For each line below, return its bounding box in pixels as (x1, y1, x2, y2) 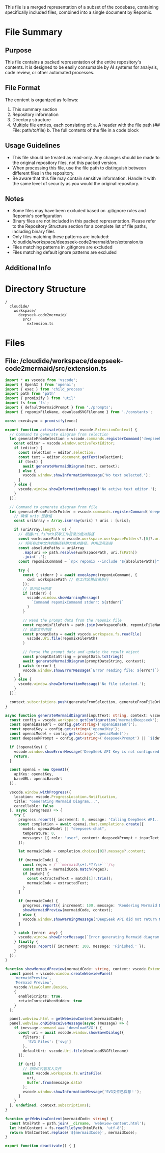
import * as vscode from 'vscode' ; (5, 378, 78, 383)
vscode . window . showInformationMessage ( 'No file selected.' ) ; (18, 682, 146, 686)
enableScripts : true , (18, 994, 63, 999)
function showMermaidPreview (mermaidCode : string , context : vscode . (5, 966, 148, 971)
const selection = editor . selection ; (18, 450, 96, 455)
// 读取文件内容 (23, 627, 52, 632)
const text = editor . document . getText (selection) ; (18, 454, 124, 460)
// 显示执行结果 (23, 586, 52, 591)
